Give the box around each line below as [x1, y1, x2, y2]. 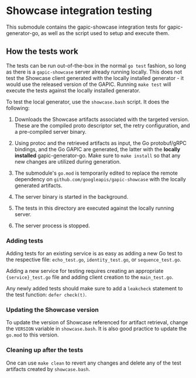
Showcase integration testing [6, 4, 152, 18]
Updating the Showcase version [6, 306, 99, 314]
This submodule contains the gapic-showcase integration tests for [6, 23, 166, 30]
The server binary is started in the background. [14, 193, 129, 200]
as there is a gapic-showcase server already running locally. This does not [6, 68, 183, 75]
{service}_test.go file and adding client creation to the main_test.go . [6, 273, 174, 281]
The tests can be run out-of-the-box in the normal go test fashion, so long [6, 62, 186, 69]
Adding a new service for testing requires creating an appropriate [6, 268, 164, 275]
